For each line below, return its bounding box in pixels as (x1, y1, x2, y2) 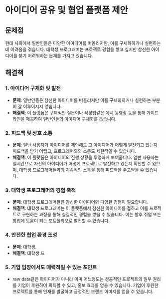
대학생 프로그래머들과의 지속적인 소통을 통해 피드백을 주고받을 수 (19, 167, 145, 173)
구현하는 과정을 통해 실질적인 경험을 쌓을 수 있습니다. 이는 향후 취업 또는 (21, 212, 162, 218)
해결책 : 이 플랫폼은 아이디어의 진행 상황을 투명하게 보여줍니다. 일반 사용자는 (12, 154, 159, 160)
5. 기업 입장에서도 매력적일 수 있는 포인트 (5, 264, 97, 271)
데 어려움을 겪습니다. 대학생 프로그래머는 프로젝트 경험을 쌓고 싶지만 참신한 (5, 46, 151, 52)
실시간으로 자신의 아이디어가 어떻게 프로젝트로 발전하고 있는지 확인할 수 (12, 160, 151, 166)
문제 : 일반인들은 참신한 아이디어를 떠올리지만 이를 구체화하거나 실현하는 (12, 97, 151, 103)
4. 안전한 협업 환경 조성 (5, 232, 57, 239)
